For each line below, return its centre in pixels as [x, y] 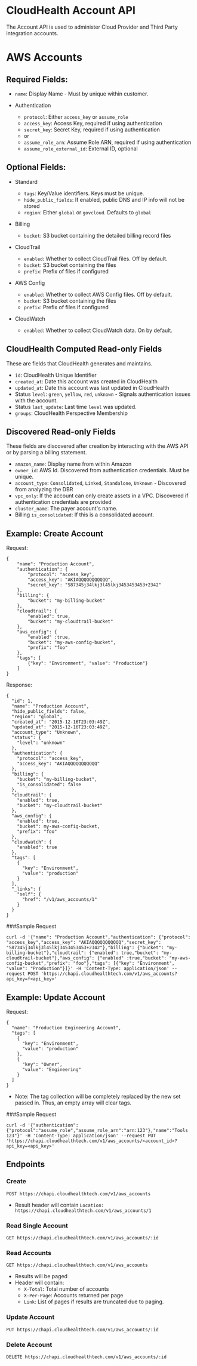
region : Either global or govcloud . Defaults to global [87, 212]
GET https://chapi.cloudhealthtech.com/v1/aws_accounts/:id [83, 1238]
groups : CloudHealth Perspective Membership [71, 413]
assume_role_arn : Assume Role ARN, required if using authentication [107, 142]
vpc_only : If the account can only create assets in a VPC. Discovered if [101, 496]
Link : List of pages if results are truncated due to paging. [94, 1302]
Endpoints [26, 1165]
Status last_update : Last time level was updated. [76, 407]
